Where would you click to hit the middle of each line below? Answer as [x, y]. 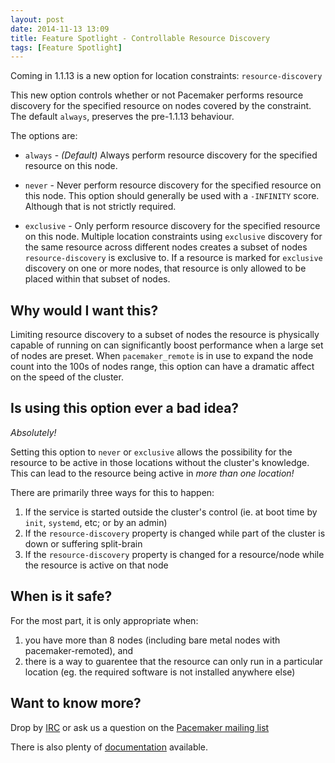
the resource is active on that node [96, 565]
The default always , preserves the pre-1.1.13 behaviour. [122, 117]
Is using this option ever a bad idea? [125, 408]
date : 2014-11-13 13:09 [60, 29]
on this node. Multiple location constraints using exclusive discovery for [173, 237]
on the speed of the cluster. [67, 377]
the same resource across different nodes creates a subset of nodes [166, 247]
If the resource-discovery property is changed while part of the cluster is [175, 533]
